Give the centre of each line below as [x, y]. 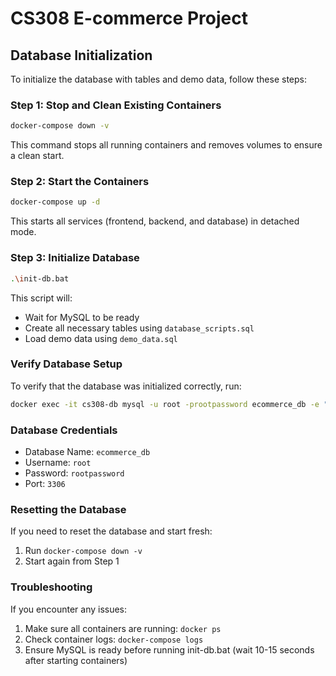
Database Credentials [64, 430]
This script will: [41, 298]
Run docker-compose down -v [83, 551]
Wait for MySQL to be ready [82, 317]
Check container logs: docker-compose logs [114, 639]
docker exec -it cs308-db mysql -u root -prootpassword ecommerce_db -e [165, 404]
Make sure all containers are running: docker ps [123, 628]
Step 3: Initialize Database [75, 258]
